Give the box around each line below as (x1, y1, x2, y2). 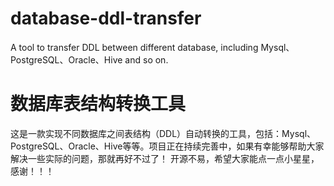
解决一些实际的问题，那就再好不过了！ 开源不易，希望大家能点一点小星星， (10, 152, 320, 164)
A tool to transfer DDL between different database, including (10, 41, 259, 53)
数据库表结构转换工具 (10, 93, 187, 116)
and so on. (124, 53, 169, 66)
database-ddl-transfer (10, 7, 202, 30)
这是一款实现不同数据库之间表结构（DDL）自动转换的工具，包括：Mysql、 (10, 127, 317, 139)
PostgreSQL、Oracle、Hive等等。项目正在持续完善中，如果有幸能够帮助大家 (10, 140, 325, 152)
